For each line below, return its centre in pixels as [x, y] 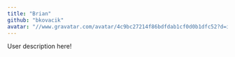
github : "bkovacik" [36, 20]
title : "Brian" [29, 14]
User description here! [40, 47]
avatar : [19, 26]
